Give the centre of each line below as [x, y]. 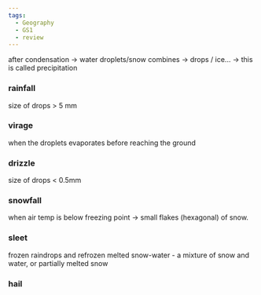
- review [29, 37]
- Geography [35, 23]
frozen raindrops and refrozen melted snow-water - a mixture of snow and [129, 255]
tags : [17, 15]
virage [21, 126]
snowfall [25, 201]
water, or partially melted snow [58, 263]
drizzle [22, 163]
